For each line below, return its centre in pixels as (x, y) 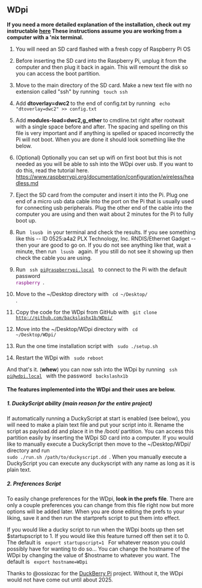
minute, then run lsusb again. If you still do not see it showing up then (104, 251)
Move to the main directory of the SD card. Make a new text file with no (104, 85)
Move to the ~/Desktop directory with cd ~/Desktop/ (81, 294)
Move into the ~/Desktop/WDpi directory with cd (76, 329)
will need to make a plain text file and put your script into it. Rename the (95, 425)
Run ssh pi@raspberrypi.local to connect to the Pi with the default (101, 269)
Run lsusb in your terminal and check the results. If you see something (106, 232)
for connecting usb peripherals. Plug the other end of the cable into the (104, 207)
